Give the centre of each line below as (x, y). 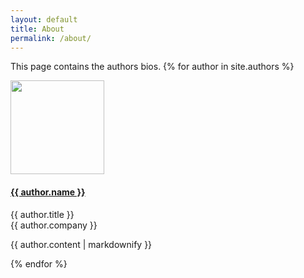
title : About (37, 29)
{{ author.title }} (42, 214)
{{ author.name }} (48, 192)
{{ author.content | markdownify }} (81, 244)
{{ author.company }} (54, 225)
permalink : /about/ (51, 38)
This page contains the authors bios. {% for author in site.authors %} (152, 67)
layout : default (44, 19)
